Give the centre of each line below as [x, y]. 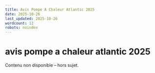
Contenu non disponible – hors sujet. [42, 65]
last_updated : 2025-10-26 [31, 18]
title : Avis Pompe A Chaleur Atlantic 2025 [50, 9]
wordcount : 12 [19, 23]
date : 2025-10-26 [23, 14]
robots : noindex [21, 28]
